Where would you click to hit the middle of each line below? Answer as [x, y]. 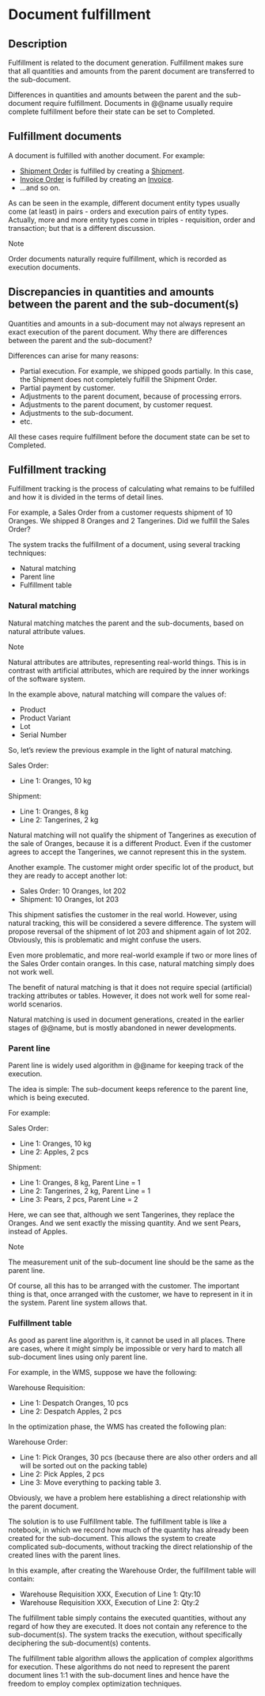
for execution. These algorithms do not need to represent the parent [119, 1667]
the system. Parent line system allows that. [78, 1303]
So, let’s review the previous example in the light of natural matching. [121, 750]
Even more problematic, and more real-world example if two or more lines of [132, 955]
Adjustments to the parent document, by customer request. [116, 404]
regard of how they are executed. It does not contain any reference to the [128, 1626]
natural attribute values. [47, 631]
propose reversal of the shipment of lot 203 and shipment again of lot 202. [130, 931]
